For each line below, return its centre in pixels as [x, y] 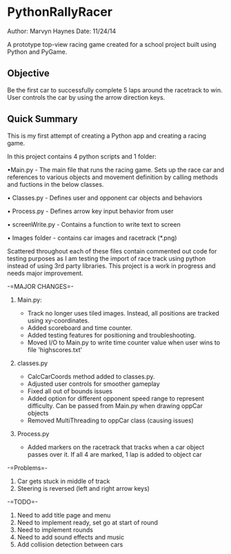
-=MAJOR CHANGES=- [41, 286]
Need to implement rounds [55, 530]
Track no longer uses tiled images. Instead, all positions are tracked [123, 313]
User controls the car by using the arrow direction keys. [86, 97]
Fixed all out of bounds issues [70, 391]
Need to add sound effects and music [71, 537]
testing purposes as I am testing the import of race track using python [107, 258]
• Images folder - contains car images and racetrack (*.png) [92, 238]
